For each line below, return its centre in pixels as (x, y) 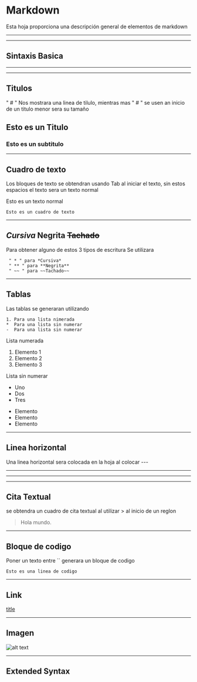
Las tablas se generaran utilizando (47, 308)
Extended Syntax (38, 671)
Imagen (20, 633)
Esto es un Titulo (37, 127)
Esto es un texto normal (35, 201)
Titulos (19, 89)
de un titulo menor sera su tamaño (47, 109)
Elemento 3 (28, 364)
